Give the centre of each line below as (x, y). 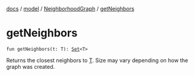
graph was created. (31, 66)
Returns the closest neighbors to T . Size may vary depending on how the (97, 60)
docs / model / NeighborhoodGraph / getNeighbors (70, 9)
